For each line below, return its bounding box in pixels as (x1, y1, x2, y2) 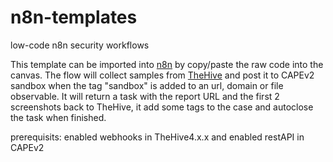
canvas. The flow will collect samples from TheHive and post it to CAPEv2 (10, 69, 315, 81)
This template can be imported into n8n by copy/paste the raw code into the (10, 58, 324, 70)
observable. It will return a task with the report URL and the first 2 (10, 90, 280, 102)
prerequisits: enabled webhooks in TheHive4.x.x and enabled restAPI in (10, 131, 305, 143)
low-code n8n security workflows (10, 39, 150, 51)
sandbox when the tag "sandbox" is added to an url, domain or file (10, 79, 284, 91)
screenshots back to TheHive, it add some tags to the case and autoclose (10, 101, 314, 113)
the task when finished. (10, 111, 107, 123)
